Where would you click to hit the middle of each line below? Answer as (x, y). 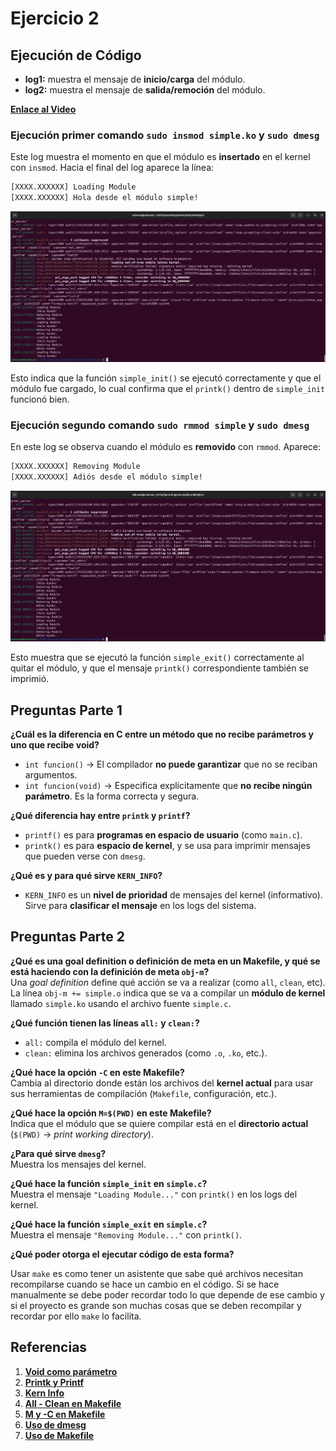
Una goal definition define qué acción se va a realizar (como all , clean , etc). (168, 982)
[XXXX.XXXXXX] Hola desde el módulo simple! (104, 198)
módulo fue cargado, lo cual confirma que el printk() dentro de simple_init (168, 388)
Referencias (49, 1347)
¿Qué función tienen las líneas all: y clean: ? (105, 1023)
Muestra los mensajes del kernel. (78, 1164)
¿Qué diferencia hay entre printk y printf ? (100, 815)
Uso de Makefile (59, 1435)
